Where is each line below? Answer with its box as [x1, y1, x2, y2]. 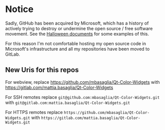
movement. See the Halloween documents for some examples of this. [5, 31, 149, 37]
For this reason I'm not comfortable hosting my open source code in [5, 40, 146, 46]
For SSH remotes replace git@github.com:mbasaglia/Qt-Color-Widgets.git [5, 94, 160, 100]
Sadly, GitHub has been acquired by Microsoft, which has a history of [5, 20, 149, 26]
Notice [5, 4, 34, 15]
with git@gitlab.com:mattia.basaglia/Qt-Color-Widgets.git [5, 99, 130, 105]
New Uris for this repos [5, 66, 79, 74]
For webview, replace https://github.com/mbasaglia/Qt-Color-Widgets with [5, 79, 160, 85]
